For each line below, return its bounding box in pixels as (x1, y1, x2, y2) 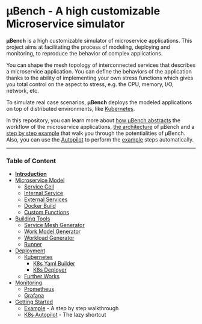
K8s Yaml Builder (32, 260, 75, 267)
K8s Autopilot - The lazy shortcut (23, 311, 106, 319)
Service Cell (23, 183, 54, 190)
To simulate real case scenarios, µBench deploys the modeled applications (6, 98, 192, 106)
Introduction (14, 170, 47, 178)
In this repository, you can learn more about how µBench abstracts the (6, 116, 181, 124)
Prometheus (23, 285, 55, 293)
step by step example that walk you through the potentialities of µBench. (6, 129, 186, 137)
